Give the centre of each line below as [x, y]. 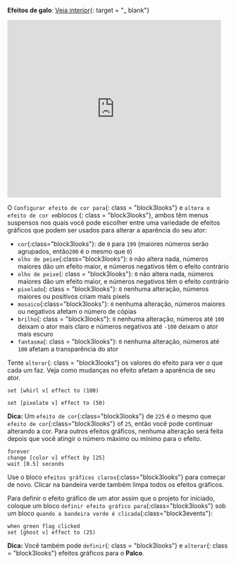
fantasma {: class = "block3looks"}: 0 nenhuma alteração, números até [118, 341]
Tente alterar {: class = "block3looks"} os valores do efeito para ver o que [115, 363]
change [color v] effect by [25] [56, 458]
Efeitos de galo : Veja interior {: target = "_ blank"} [79, 10]
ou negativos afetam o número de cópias [77, 311]
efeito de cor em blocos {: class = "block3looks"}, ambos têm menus [108, 215]
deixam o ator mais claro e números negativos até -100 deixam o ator [118, 327]
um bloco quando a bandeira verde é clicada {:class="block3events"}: [110, 513]
